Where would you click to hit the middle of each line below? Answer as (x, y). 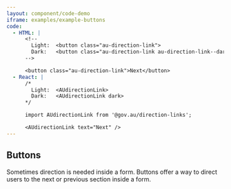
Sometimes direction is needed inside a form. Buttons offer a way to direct (112, 172)
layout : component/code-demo (48, 13)
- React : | (28, 77)
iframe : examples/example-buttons (56, 20)
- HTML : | (27, 33)
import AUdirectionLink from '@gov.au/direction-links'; (108, 115)
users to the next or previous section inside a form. (79, 179)
